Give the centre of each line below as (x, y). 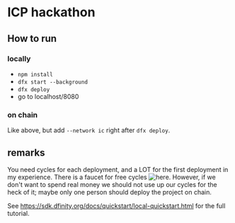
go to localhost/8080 (48, 96)
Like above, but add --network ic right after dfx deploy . (89, 130)
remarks (26, 153)
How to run (32, 39)
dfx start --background (53, 82)
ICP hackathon (51, 12)
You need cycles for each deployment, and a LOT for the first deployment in (118, 169)
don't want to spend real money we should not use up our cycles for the (112, 184)
